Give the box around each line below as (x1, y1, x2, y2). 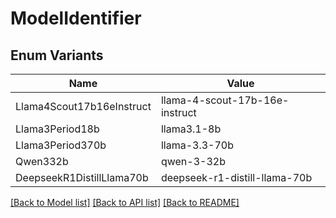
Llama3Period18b (15, 122, 100, 136)
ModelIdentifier (10, 7, 142, 30)
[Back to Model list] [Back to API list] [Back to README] (10, 197, 240, 208)
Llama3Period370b (15, 138, 107, 152)
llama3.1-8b (160, 122, 222, 136)
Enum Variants (10, 47, 104, 64)
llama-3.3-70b (160, 138, 234, 152)
